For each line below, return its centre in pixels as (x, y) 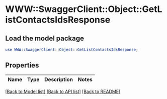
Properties (22, 65)
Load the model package (45, 38)
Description (59, 79)
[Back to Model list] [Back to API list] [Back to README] (63, 91)
